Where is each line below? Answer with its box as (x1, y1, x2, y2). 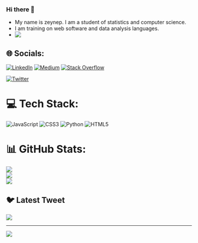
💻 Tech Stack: (6, 97, 79, 111)
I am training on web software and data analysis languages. (14, 25, 159, 32)
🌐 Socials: (6, 48, 45, 58)
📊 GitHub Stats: (6, 143, 87, 156)
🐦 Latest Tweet (6, 195, 65, 205)
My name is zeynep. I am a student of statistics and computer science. (14, 19, 187, 26)
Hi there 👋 (6, 5, 35, 14)
